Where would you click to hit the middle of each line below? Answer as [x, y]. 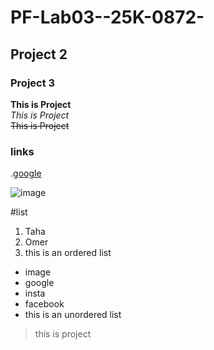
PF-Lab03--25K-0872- [107, 17]
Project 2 [39, 54]
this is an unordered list [73, 315]
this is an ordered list [68, 253]
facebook [44, 304]
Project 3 [33, 83]
